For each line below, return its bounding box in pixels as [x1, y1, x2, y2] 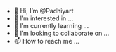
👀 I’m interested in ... [13, 14, 74, 22]
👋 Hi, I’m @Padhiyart [13, 7, 74, 15]
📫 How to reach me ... [13, 37, 79, 45]
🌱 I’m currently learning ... [13, 22, 89, 30]
